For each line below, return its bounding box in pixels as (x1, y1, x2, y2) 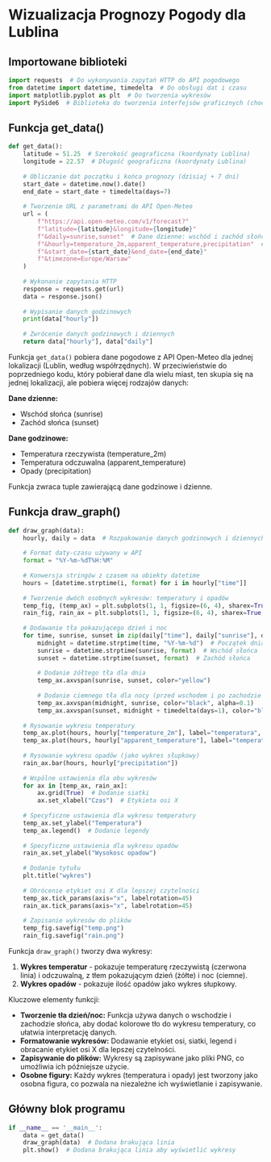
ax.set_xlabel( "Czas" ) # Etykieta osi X (37, 796, 179, 805)
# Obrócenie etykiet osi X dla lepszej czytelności (23, 886, 200, 895)
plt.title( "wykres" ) (23, 871, 92, 880)
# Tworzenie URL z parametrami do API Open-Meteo (23, 203, 194, 211)
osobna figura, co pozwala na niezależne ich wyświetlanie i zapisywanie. (19, 1079, 263, 1089)
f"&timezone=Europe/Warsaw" (37, 255, 131, 263)
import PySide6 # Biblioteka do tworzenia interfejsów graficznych (8, 98, 244, 107)
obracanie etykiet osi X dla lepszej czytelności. (19, 1044, 177, 1054)
